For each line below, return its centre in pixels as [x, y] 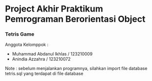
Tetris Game [20, 34]
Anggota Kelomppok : [27, 45]
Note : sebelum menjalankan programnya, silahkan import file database [76, 68]
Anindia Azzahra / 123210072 [41, 59]
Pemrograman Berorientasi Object [75, 19]
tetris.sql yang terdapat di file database [44, 74]
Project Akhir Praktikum [54, 9]
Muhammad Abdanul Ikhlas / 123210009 [52, 54]
